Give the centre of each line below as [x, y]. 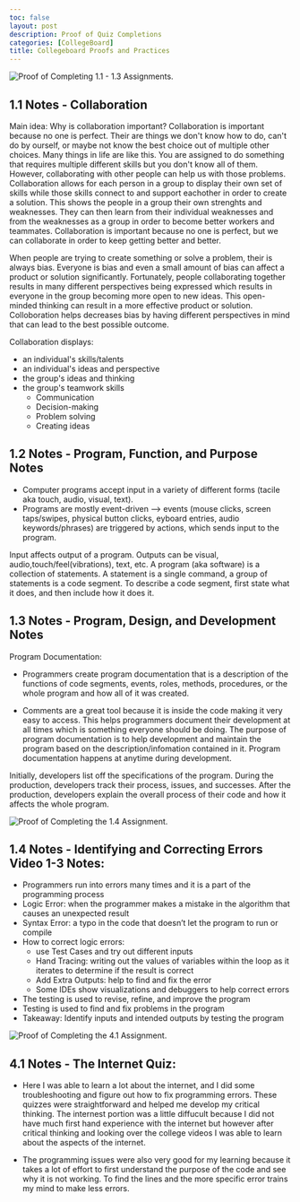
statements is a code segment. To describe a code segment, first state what [150, 583]
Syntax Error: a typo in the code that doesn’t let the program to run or [150, 923]
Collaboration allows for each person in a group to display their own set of [146, 183]
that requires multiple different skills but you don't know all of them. [133, 164]
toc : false [30, 17]
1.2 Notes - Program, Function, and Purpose [133, 454]
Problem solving [65, 416]
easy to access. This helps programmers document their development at [156, 720]
